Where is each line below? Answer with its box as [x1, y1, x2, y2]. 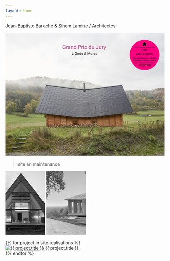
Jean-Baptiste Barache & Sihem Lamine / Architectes [5, 23, 116, 29]
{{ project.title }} [45, 245, 79, 251]
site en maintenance [17, 160, 60, 167]
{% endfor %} [5, 250, 34, 256]
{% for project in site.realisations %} [5, 239, 81, 246]
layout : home [5, 8, 33, 13]
